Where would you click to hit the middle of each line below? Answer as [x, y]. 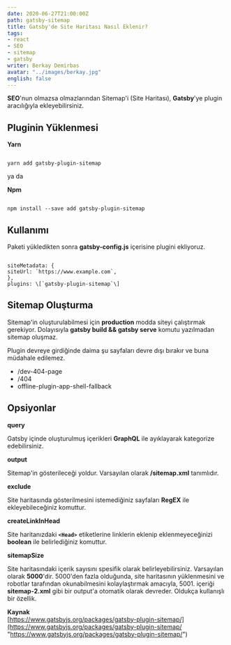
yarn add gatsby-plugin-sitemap [54, 164]
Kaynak [18, 612]
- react [18, 40]
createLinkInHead [34, 521]
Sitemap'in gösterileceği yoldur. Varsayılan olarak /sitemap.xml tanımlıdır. [113, 473]
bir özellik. [22, 598]
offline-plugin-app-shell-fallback [64, 386]
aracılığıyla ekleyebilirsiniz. [46, 106]
